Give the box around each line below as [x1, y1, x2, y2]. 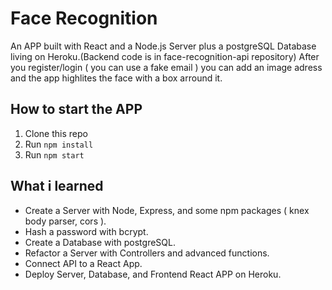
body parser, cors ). [24, 215, 107, 227]
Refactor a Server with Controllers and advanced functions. [24, 247, 270, 259]
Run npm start [24, 148, 85, 161]
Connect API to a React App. [24, 257, 143, 269]
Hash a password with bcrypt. [24, 225, 149, 237]
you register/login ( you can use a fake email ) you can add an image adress [10, 61, 323, 73]
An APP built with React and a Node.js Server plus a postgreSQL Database [10, 40, 317, 52]
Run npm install [24, 138, 94, 150]
